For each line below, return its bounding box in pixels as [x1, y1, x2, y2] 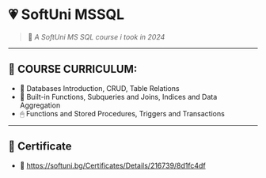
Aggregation [19, 100, 61, 110]
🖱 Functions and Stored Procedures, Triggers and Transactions [19, 108, 226, 118]
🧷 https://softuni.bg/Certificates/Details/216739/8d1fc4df [19, 161, 206, 170]
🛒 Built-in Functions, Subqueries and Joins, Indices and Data [19, 92, 218, 101]
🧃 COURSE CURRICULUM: [8, 62, 138, 76]
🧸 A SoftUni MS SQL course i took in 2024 [27, 32, 165, 41]
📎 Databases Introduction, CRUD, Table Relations [19, 83, 180, 93]
